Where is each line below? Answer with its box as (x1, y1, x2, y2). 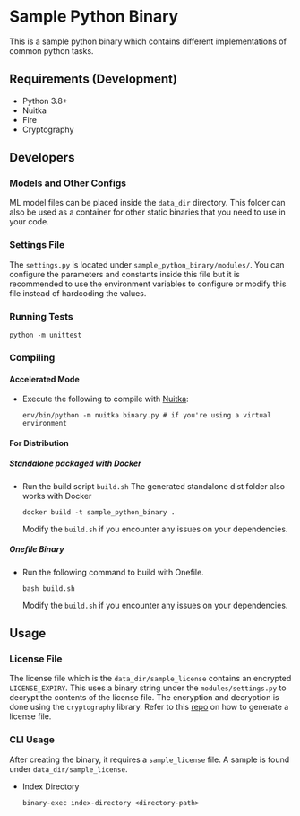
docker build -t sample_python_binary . (21, 507, 176, 517)
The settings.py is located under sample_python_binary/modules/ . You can (9, 259, 285, 270)
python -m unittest (9, 330, 82, 340)
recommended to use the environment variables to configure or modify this (9, 278, 287, 289)
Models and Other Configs (9, 177, 127, 189)
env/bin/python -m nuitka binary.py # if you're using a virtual (21, 411, 271, 420)
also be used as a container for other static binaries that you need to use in (9, 206, 287, 217)
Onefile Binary (9, 544, 64, 555)
